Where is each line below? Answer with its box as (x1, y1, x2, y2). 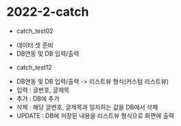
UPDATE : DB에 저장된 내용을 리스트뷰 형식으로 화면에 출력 (16, 111, 175, 120)
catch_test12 (16, 63, 52, 71)
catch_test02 (16, 27, 53, 35)
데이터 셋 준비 (16, 40, 53, 49)
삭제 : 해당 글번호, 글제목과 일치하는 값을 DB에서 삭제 (16, 103, 158, 111)
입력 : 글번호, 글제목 (16, 86, 70, 94)
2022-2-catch (6, 4, 89, 20)
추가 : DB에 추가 (16, 94, 60, 103)
